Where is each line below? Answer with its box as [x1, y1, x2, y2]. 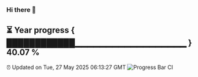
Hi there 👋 [6, 5, 37, 14]
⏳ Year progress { [6, 25, 75, 35]
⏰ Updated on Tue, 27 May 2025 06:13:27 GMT [6, 64, 126, 71]
